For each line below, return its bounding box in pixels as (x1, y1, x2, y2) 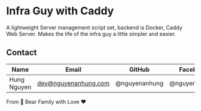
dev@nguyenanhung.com (36, 79, 109, 87)
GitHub (129, 65, 150, 73)
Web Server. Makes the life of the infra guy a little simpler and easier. (6, 30, 176, 37)
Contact (6, 48, 37, 58)
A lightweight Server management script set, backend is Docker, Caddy (6, 24, 182, 31)
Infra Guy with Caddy (6, 4, 114, 18)
